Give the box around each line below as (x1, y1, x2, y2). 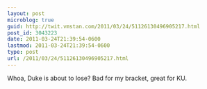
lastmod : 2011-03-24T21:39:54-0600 (7, 42, 110, 49)
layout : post (7, 10, 45, 17)
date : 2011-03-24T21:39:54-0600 (7, 36, 101, 43)
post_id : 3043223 (7, 29, 58, 37)
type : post (7, 49, 39, 56)
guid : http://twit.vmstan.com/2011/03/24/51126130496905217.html (7, 23, 200, 30)
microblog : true (7, 17, 54, 23)
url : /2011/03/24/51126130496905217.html (7, 55, 129, 62)
